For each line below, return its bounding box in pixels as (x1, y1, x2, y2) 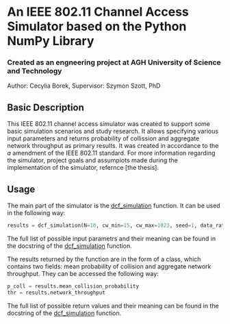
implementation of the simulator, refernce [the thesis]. (7, 164, 159, 172)
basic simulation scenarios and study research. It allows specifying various (7, 127, 219, 136)
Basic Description (7, 101, 84, 113)
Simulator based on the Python (7, 18, 187, 34)
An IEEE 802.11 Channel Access (7, 4, 190, 20)
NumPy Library (7, 34, 94, 49)
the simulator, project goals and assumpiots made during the (7, 156, 178, 164)
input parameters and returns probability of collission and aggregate (7, 134, 200, 142)
